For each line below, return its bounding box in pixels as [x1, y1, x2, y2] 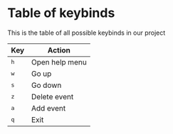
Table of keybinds [7, 5, 115, 21]
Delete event [31, 91, 74, 101]
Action [47, 45, 71, 55]
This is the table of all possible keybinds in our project [7, 28, 166, 37]
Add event [31, 103, 66, 113]
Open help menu [31, 57, 87, 67]
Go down [31, 80, 62, 90]
